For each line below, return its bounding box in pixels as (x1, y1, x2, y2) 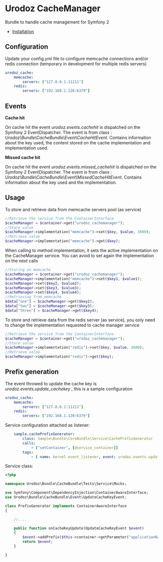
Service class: (5, 463, 33, 469)
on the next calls (5, 258, 38, 263)
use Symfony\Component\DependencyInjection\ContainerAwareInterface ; (5, 490, 149, 495)
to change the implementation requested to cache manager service (5, 322, 140, 328)
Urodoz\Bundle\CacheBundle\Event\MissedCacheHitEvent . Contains (5, 174, 142, 180)
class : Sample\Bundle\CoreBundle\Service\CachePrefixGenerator (22, 436, 153, 442)
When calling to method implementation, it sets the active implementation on (5, 247, 158, 253)
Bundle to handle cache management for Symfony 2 (5, 19, 109, 25)
